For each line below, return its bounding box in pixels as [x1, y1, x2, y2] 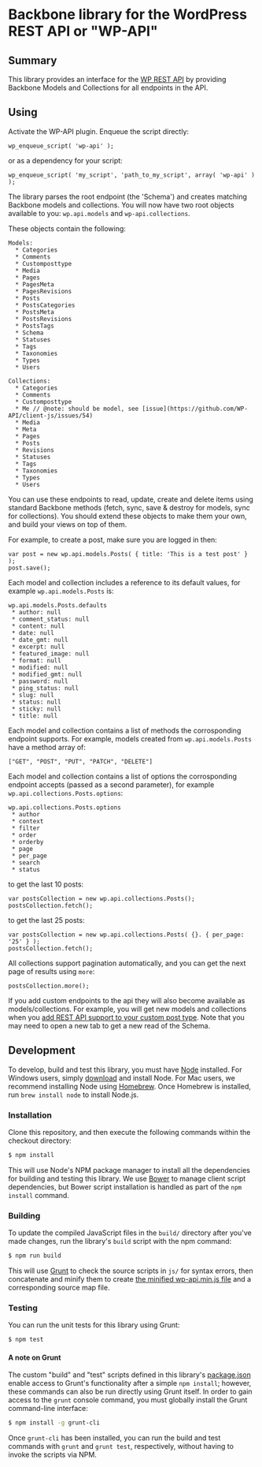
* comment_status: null [11, 615, 90, 623]
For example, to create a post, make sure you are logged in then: [8, 535, 218, 544]
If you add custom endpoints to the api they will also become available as [8, 995, 245, 1005]
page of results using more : [8, 966, 95, 976]
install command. [8, 1190, 69, 1200]
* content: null [11, 622, 65, 630]
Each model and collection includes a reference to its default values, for [8, 577, 241, 587]
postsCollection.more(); [8, 982, 90, 990]
